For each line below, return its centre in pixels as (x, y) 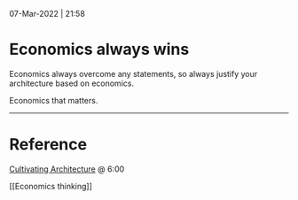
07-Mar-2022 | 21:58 (47, 14)
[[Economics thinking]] (51, 186)
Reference (48, 145)
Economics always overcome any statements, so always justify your (133, 73)
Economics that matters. (54, 100)
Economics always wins (99, 50)
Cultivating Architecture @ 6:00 (67, 169)
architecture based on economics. (72, 83)
